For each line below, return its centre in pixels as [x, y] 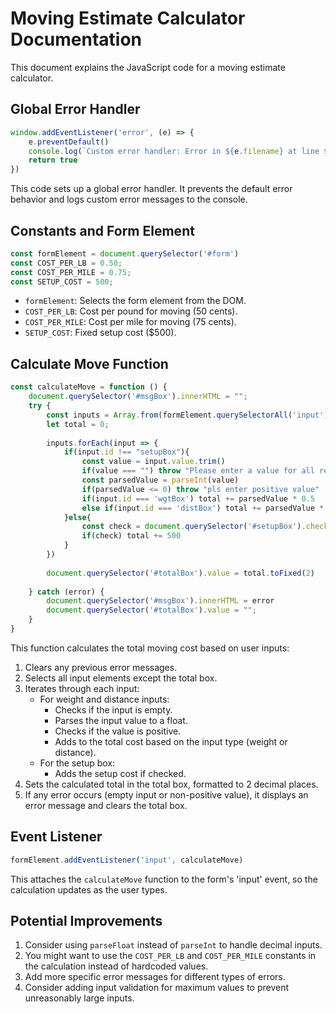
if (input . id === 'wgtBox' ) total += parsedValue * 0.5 [198, 498]
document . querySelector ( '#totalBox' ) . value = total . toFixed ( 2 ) [180, 573]
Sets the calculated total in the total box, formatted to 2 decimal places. [171, 784]
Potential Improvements [86, 920]
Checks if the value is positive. [118, 731]
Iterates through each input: [82, 688]
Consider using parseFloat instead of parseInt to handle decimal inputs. [173, 945]
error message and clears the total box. [106, 805]
